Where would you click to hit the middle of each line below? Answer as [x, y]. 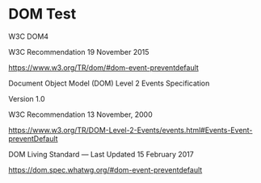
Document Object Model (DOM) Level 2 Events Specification [109, 83]
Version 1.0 [27, 98]
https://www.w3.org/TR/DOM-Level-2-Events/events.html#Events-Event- [130, 130]
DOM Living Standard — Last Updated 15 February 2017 [101, 154]
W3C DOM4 [29, 36]
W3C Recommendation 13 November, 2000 [81, 114]
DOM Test [42, 14]
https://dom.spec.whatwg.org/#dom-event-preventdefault [105, 169]
